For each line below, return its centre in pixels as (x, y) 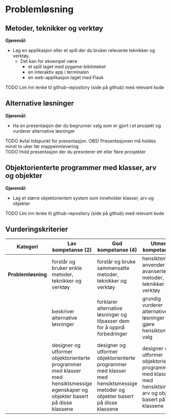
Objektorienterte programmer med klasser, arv (81, 168)
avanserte (154, 272)
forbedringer (112, 334)
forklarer (107, 302)
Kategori (27, 247)
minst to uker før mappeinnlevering (42, 146)
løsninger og (112, 315)
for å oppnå (111, 328)
